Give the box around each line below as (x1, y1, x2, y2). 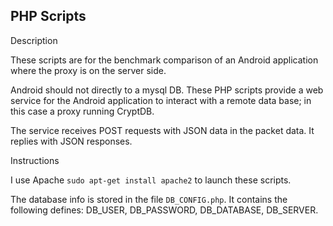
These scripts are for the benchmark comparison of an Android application (10, 54, 319, 66)
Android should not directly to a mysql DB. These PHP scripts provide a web (10, 84, 324, 96)
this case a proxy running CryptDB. (10, 105, 155, 117)
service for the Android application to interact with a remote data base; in (10, 94, 312, 106)
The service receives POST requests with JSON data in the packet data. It (10, 124, 315, 136)
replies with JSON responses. (10, 135, 133, 147)
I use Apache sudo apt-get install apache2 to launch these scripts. (10, 174, 292, 186)
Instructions (10, 154, 60, 166)
